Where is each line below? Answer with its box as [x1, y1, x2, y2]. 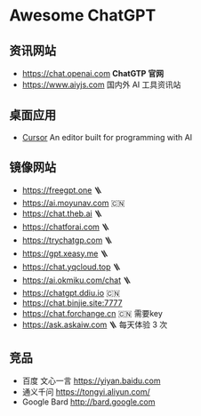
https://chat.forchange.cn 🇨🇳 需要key [21, 308, 163, 318]
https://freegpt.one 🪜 [21, 184, 102, 196]
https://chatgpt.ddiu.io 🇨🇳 [21, 287, 121, 298]
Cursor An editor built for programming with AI [21, 132, 193, 142]
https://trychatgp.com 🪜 [21, 235, 113, 245]
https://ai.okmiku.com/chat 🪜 [21, 275, 132, 285]
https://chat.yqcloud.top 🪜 [21, 261, 122, 272]
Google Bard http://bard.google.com [21, 396, 156, 407]
